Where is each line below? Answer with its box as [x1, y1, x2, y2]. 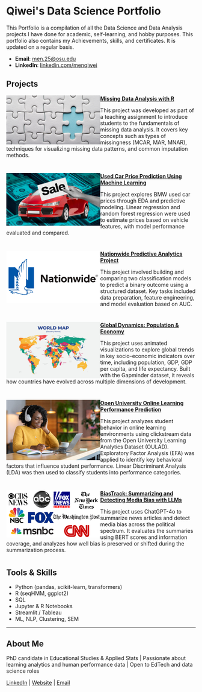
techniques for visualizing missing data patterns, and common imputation [6, 145, 188, 152]
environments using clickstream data [100, 430, 192, 438]
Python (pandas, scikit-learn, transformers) [14, 583, 123, 591]
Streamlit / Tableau [14, 609, 62, 616]
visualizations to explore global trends [100, 346, 194, 353]
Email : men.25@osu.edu [14, 55, 76, 62]
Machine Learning [100, 179, 147, 186]
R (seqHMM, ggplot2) [14, 590, 69, 597]
